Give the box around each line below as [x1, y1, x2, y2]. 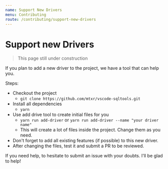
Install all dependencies [12, 101, 62, 107]
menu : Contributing [5, 12, 47, 17]
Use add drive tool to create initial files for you [12, 112, 109, 118]
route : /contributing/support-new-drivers [5, 17, 96, 22]
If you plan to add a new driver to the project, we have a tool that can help [5, 65, 159, 71]
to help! [5, 158, 21, 164]
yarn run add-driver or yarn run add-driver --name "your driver [20, 117, 159, 123]
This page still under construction [17, 55, 88, 61]
